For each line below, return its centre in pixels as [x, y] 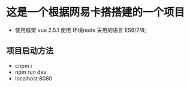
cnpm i [23, 65]
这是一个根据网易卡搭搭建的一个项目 [96, 12]
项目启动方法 [30, 51]
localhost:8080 [34, 78]
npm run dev [31, 72]
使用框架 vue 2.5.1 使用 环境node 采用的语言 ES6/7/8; [80, 30]
